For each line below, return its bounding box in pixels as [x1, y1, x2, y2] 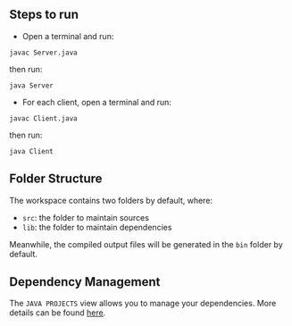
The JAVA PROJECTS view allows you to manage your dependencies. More [9, 298, 277, 309]
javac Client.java [9, 113, 78, 123]
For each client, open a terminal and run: [21, 96, 172, 107]
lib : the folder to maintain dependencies [21, 222, 172, 232]
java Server [9, 80, 54, 90]
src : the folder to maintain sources [21, 212, 150, 222]
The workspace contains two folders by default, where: [9, 195, 213, 205]
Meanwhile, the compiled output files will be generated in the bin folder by [9, 238, 283, 249]
